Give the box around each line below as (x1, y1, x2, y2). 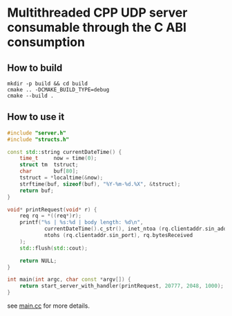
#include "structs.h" (7, 136, 70, 143)
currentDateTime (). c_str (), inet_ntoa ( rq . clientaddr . (43, 225, 206, 233)
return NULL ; (19, 257, 57, 264)
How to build (7, 62, 63, 73)
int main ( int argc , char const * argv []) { (7, 276, 131, 283)
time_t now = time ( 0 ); (19, 155, 97, 162)
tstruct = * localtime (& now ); (19, 175, 104, 182)
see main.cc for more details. (7, 301, 90, 310)
